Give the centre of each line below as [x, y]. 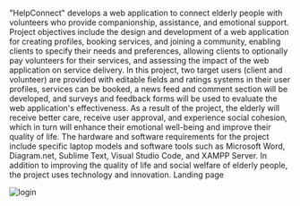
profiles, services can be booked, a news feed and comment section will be [149, 89]
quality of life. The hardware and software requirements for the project [139, 137]
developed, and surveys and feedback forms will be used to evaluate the [143, 99]
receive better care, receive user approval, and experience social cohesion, [149, 117]
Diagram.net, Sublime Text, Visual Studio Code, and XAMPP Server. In [138, 155]
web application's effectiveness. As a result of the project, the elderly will [145, 108]
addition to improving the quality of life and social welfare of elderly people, [149, 165]
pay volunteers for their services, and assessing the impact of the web [139, 60]
